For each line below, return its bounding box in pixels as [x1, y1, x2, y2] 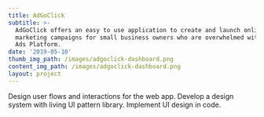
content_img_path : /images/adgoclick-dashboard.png [8, 63, 181, 71]
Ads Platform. [15, 41, 61, 49]
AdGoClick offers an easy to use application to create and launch [15, 26, 241, 34]
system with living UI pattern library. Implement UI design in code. [8, 100, 222, 109]
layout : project [8, 70, 61, 78]
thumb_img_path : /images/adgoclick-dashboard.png [8, 56, 174, 64]
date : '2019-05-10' [8, 48, 72, 56]
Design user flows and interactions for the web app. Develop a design [8, 91, 234, 101]
